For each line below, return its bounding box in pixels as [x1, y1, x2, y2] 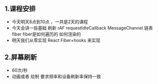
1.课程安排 [4, 4, 36, 13]
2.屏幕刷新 [4, 53, 38, 62]
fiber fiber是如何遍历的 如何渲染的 [11, 31, 81, 37]
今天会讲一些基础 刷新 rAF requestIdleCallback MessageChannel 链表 [11, 25, 153, 31]
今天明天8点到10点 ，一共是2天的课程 [11, 19, 88, 25]
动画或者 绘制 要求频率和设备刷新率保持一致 [11, 73, 101, 79]
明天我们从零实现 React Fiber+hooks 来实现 [11, 37, 101, 43]
